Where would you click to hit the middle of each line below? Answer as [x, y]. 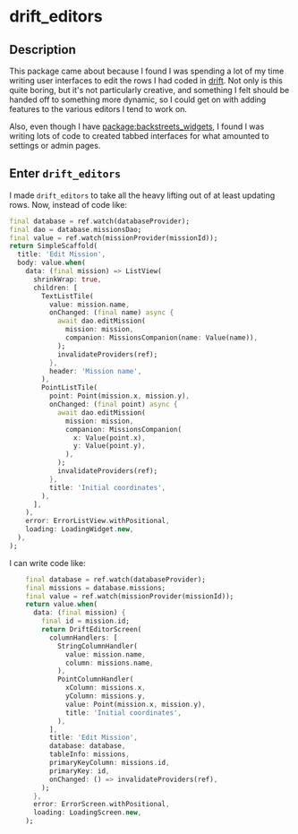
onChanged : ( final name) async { [111, 313]
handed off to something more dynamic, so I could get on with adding [138, 99]
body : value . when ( [52, 263]
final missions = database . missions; [96, 588]
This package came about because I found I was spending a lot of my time [147, 71]
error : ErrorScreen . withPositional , [101, 804]
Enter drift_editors [65, 173]
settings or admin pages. [55, 146]
